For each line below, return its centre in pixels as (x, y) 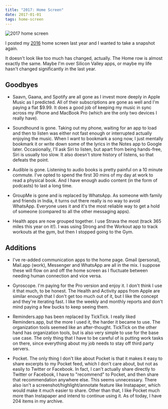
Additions (21, 247)
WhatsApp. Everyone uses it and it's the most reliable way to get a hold (86, 206)
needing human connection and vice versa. (57, 276)
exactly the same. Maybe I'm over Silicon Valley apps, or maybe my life (78, 64)
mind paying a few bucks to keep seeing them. (61, 307)
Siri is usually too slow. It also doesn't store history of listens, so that (83, 155)
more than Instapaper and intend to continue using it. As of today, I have (87, 396)
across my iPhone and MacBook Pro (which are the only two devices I (85, 113)
